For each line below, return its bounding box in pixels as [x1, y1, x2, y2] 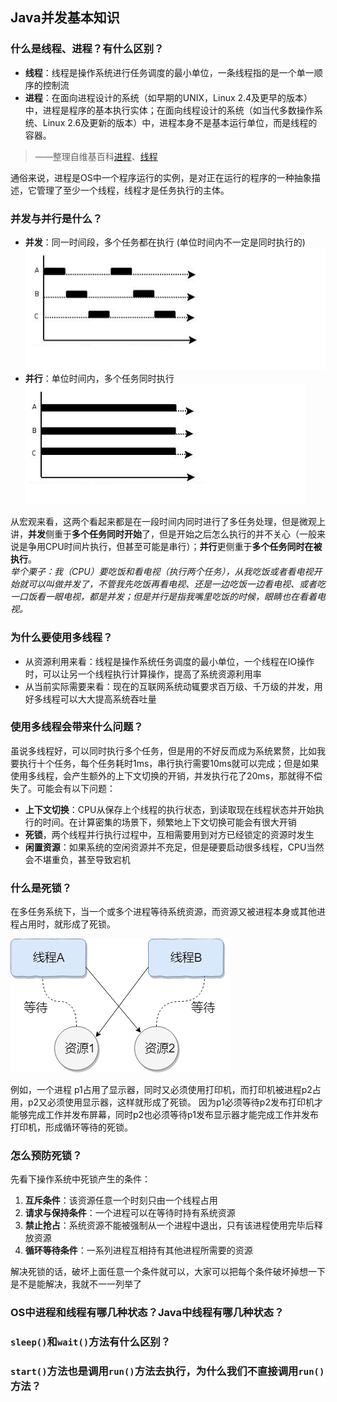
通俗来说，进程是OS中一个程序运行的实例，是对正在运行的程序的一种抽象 [10, 171, 312, 183]
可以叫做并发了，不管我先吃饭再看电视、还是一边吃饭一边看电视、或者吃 [27, 578, 326, 590]
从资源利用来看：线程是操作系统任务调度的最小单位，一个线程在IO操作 [24, 655, 315, 667]
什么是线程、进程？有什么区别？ [10, 42, 165, 56]
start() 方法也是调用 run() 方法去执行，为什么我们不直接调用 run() [10, 1364, 325, 1378]
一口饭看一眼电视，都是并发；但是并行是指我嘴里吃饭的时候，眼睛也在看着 [10, 591, 317, 603]
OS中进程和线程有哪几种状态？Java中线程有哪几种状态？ [10, 1306, 285, 1320]
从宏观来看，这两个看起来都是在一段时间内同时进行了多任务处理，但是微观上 [10, 516, 326, 528]
